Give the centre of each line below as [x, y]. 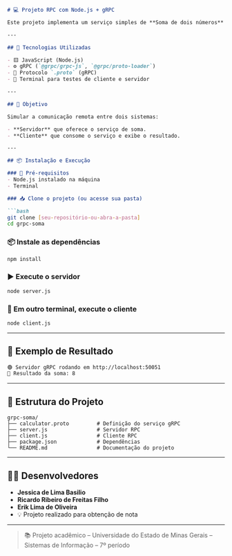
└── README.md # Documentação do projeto [91, 448]
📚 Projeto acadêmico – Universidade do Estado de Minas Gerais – [118, 535]
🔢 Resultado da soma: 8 [41, 374]
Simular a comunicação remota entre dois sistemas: [83, 117]
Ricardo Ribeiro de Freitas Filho [63, 499]
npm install [24, 259]
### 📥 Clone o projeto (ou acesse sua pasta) [75, 198]
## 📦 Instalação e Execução [49, 161]
